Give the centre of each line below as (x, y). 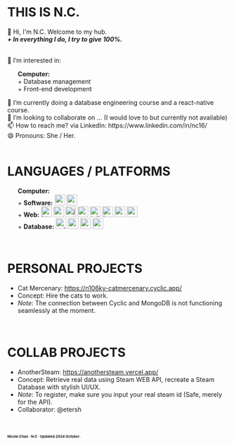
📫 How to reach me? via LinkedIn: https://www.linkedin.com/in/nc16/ (107, 125)
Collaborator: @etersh (50, 409)
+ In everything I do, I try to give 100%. (65, 39)
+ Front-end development (55, 89)
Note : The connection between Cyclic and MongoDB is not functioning (120, 302)
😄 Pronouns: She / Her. (41, 135)
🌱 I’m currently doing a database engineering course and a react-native (111, 102)
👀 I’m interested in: (34, 60)
